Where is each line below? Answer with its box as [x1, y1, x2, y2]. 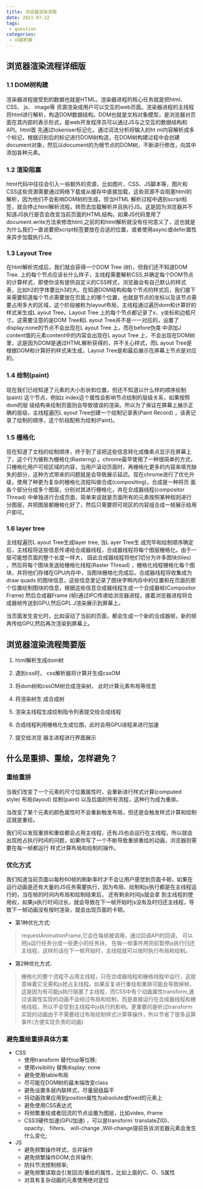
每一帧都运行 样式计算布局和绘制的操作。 [16, 844, 119, 851]
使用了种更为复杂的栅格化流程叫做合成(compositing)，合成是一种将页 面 [16, 478, 196, 485]
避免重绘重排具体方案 [6, 1035, 68, 1043]
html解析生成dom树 [14, 656, 64, 664]
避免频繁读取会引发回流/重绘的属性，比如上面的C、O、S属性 [24, 1169, 175, 1176]
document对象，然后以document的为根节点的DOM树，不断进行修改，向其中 [6, 141, 196, 149]
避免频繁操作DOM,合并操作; [24, 1154, 94, 1161]
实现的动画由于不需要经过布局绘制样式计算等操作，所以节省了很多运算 [21, 1011, 196, 1018]
